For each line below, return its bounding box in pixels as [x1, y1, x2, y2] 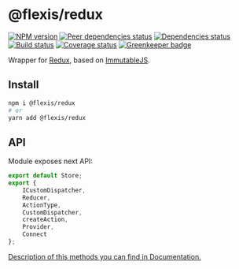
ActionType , [22, 201, 61, 209]
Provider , [22, 223, 55, 231]
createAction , [22, 215, 68, 224]
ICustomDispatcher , [22, 186, 86, 194]
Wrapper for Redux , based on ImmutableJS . [8, 55, 151, 65]
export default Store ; [8, 172, 83, 180]
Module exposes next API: [8, 156, 93, 166]
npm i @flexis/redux [8, 99, 76, 107]
